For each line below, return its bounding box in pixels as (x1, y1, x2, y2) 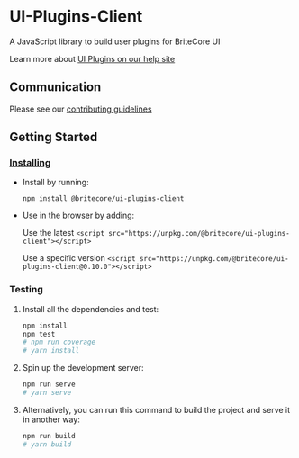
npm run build (22, 431, 76, 440)
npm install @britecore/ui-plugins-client (22, 194, 185, 203)
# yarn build (22, 439, 72, 449)
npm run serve (22, 380, 76, 389)
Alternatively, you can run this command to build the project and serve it (22, 404, 291, 415)
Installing (9, 157, 51, 169)
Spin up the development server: (22, 363, 144, 373)
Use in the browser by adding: (22, 210, 135, 221)
